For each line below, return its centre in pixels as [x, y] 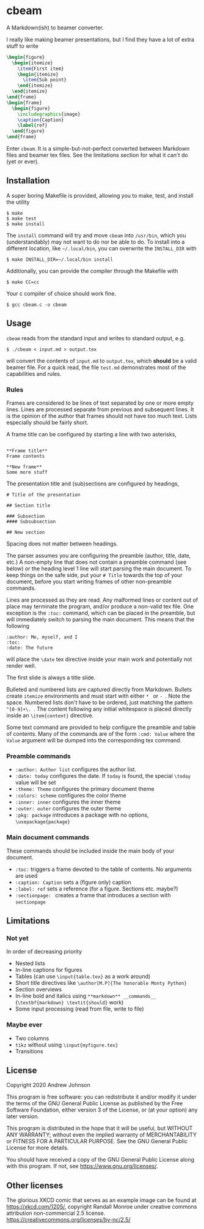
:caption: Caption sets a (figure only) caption [73, 882]
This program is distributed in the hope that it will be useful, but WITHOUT [100, 1128]
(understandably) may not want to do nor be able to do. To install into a [96, 242]
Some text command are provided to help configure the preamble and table [101, 727]
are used [26, 875]
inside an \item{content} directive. [50, 715]
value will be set [35, 783]
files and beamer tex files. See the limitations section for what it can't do [97, 155]
